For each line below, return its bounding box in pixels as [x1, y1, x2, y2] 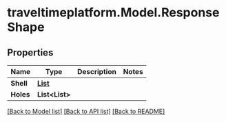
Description [76, 67, 117, 76]
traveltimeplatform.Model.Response [7, 5, 220, 21]
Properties [7, 47, 54, 58]
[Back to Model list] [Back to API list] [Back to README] [7, 108, 165, 115]
